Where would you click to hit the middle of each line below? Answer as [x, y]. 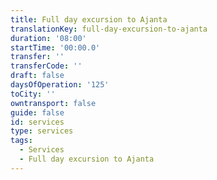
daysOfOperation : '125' [60, 85]
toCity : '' [33, 94]
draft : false [37, 76]
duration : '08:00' [48, 38]
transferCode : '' [46, 66]
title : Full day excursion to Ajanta [89, 19]
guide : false [37, 112]
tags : [21, 141]
